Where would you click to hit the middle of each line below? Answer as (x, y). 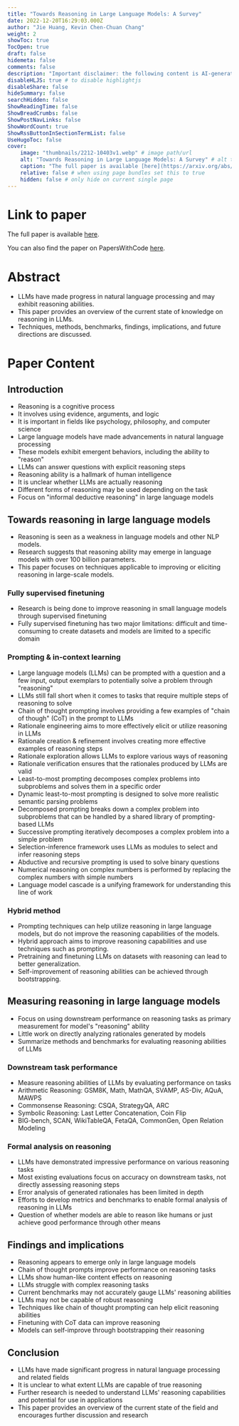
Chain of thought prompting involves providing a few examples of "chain (124, 711)
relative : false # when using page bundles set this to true (112, 173)
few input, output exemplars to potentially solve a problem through (115, 680)
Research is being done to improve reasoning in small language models (122, 609)
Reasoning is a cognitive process (66, 407)
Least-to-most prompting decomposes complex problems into (109, 778)
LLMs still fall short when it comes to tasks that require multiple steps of (123, 696)
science (29, 429)
